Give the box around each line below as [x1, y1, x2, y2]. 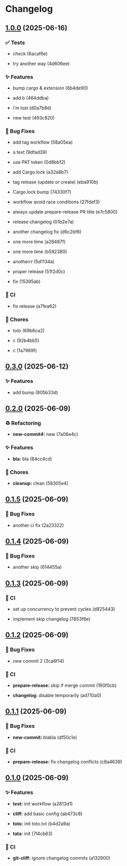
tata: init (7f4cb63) [12, 830, 53, 837]
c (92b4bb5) [12, 337, 40, 344]
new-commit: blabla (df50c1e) [12, 734, 78, 740]
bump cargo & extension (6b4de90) [12, 85, 88, 91]
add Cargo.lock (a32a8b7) [12, 169, 68, 175]
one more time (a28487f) [12, 239, 66, 245]
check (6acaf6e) [12, 50, 48, 56]
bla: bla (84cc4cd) [12, 455, 53, 462]
